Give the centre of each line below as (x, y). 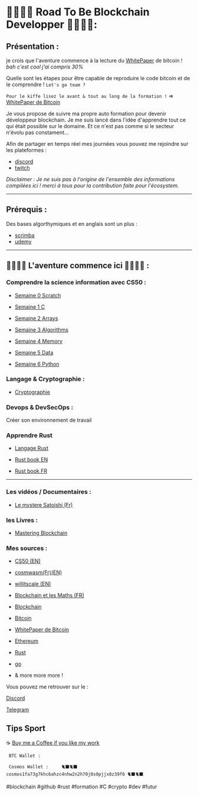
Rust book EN (31, 460)
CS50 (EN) (28, 561)
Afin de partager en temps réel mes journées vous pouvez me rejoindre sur (97, 144)
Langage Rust (32, 448)
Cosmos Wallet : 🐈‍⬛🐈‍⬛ (43, 767)
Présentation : (32, 46)
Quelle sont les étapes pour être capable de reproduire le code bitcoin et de (98, 78)
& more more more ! (39, 676)
